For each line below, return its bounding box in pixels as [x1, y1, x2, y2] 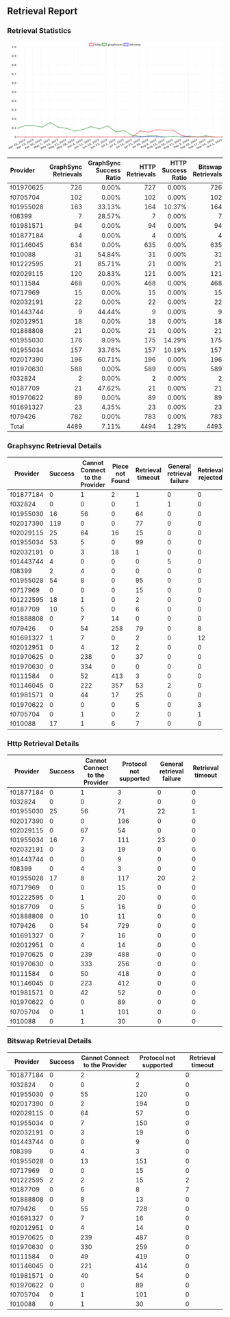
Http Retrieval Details [7, 738, 79, 748]
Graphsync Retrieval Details [7, 441, 102, 451]
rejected [198, 473, 223, 481]
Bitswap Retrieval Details [7, 1036, 92, 1046]
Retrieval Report [7, 5, 78, 17]
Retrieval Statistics [7, 26, 72, 36]
